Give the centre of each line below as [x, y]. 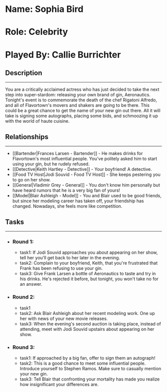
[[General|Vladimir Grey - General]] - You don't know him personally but [86, 185]
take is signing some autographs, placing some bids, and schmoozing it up [82, 116]
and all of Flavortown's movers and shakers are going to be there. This [78, 105]
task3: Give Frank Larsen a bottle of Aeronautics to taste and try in [88, 274]
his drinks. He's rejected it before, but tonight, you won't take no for [89, 279]
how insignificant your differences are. [59, 384]
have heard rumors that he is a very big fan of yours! [66, 190]
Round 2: [23, 297]
